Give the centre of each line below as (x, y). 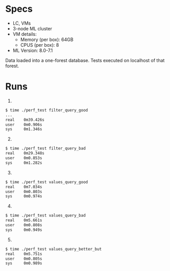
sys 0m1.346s (24, 129)
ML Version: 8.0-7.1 (33, 50)
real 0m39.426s (25, 120)
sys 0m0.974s (24, 196)
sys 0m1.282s (24, 163)
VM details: (25, 34)
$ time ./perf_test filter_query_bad (46, 149)
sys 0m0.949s (24, 230)
